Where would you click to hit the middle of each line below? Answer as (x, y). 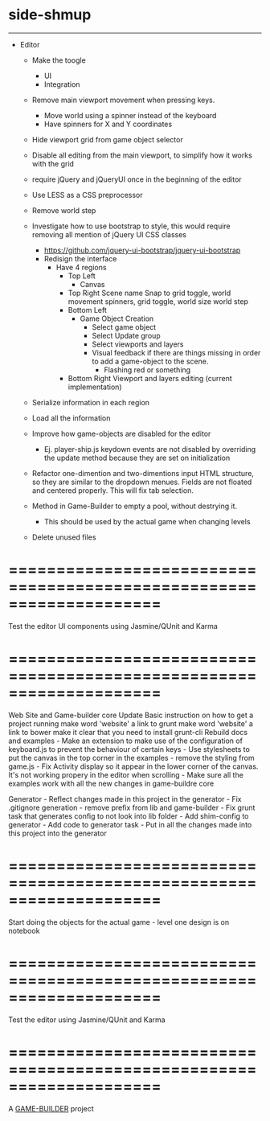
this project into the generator (57, 833)
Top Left (82, 276)
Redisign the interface (80, 258)
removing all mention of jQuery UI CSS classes (109, 234)
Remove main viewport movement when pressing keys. (123, 100)
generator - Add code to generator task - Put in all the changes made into (130, 824)
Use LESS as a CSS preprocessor (87, 195)
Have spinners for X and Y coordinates (108, 124)
